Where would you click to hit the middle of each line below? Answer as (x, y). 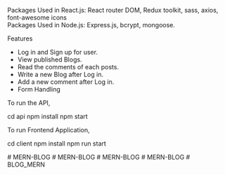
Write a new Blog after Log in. (60, 74)
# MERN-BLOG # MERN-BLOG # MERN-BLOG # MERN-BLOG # (99, 157)
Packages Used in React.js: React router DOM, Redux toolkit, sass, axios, (113, 10)
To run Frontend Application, (49, 130)
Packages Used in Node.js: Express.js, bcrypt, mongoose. (91, 25)
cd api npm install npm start (47, 116)
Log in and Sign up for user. (58, 52)
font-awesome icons (37, 17)
